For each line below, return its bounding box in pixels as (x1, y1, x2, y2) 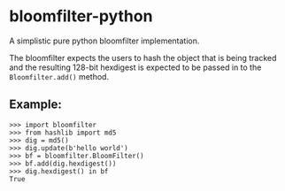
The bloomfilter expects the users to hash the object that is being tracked (9, 52, 277, 63)
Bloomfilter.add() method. (9, 71, 109, 81)
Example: (9, 97, 62, 112)
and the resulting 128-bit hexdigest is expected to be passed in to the (9, 62, 262, 73)
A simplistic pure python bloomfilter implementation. (9, 35, 200, 46)
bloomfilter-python (9, 6, 153, 27)
